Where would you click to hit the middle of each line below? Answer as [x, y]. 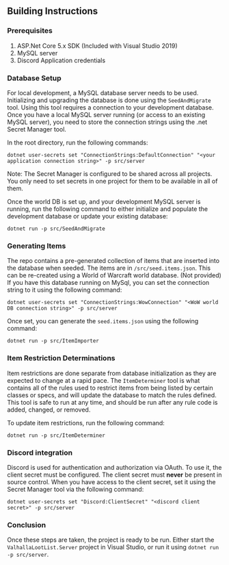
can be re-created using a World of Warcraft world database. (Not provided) [114, 275]
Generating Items [37, 246]
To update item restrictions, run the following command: [86, 423]
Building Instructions [53, 11]
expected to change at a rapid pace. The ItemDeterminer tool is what [104, 380]
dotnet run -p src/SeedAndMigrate [56, 229]
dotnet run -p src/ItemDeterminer [56, 435]
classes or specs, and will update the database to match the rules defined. [112, 395]
